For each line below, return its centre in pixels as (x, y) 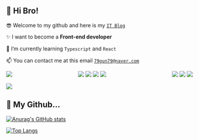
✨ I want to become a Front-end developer (59, 37)
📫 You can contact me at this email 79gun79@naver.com (73, 61)
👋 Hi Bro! (23, 11)
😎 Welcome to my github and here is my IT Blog (66, 25)
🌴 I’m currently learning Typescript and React (61, 49)
